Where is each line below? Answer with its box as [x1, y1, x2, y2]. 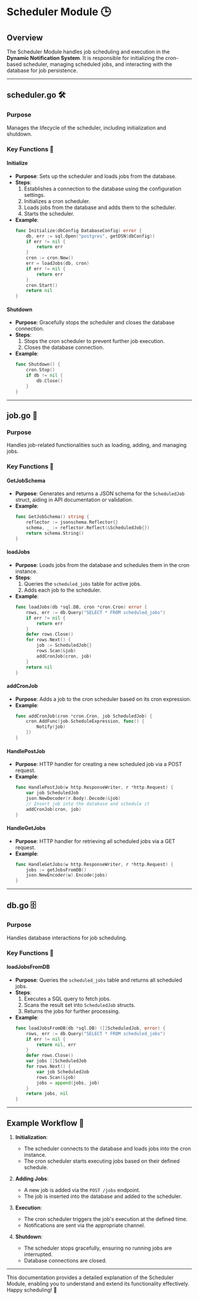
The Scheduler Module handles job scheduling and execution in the [6, 48, 170, 55]
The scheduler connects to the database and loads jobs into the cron [24, 1145, 192, 1152]
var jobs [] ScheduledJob [26, 1058, 87, 1064]
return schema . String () [26, 531, 84, 536]
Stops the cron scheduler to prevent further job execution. [24, 338, 165, 345]
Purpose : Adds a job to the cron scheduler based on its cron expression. [15, 695, 192, 703]
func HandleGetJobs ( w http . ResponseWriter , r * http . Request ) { [15, 861, 174, 867]
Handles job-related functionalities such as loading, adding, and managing [6, 442, 187, 449]
